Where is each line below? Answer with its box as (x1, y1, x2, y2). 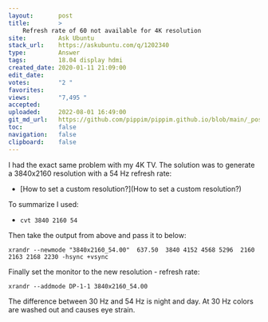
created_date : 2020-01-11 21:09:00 (8, 64, 127, 72)
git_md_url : (8, 116, 48, 124)
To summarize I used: (8, 199, 79, 209)
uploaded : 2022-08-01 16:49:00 (8, 109, 127, 117)
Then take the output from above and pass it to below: (8, 230, 187, 240)
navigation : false (8, 130, 77, 138)
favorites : (8, 85, 45, 94)
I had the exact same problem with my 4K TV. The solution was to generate (8, 160, 255, 169)
